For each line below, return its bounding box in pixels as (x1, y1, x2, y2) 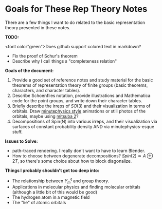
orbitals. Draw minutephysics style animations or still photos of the (12, 108, 146, 114)
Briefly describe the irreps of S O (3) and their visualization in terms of (12, 103, 151, 109)
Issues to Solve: (5, 138, 38, 144)
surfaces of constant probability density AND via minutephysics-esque (12, 123, 155, 130)
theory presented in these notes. (5, 24, 71, 30)
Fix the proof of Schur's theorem (12, 53, 78, 59)
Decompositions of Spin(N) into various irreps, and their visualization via (12, 118, 157, 124)
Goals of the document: (5, 67, 54, 74)
